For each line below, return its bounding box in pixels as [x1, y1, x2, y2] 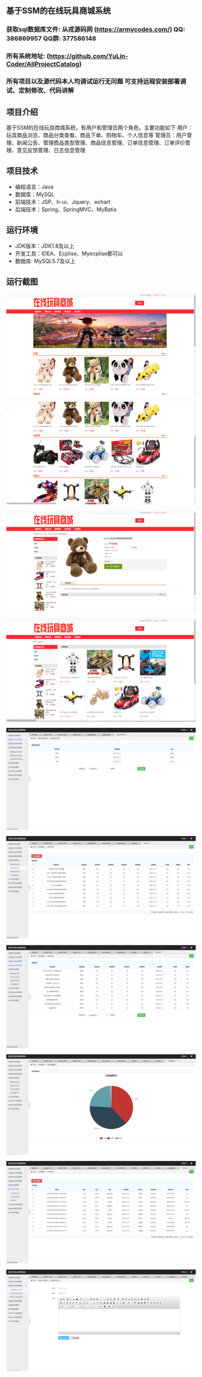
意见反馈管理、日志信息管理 [16, 147, 85, 154]
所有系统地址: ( [6, 52, 49, 60]
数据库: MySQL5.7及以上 [14, 257, 76, 264]
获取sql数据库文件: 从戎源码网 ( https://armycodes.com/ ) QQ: [6, 25, 185, 34]
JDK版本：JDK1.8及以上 [14, 242, 75, 249]
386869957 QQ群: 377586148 [6, 34, 96, 43]
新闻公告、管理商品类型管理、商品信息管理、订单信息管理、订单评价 [16, 139, 185, 146]
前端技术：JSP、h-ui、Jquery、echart [14, 198, 111, 205]
